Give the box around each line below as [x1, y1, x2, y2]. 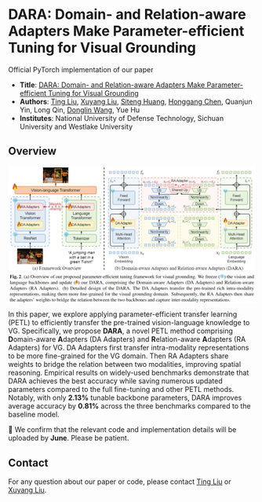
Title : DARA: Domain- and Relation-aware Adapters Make [19, 80, 206, 90]
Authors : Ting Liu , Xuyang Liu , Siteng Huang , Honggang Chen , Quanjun [19, 97, 253, 106]
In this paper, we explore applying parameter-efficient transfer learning [8, 310, 238, 319]
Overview [8, 145, 57, 158]
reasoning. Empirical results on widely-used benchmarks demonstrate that [8, 368, 249, 378]
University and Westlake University [19, 122, 133, 131]
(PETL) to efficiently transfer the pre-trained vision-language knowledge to [8, 318, 250, 328]
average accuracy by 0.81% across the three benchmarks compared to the [8, 401, 251, 411]
